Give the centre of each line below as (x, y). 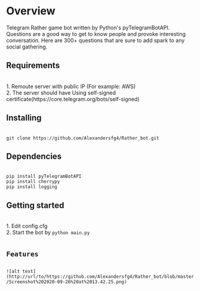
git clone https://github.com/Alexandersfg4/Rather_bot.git (83, 138)
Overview (31, 11)
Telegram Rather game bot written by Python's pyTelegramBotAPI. (88, 28)
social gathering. (27, 47)
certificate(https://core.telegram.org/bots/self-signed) (73, 99)
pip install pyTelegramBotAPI (44, 177)
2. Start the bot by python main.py (48, 232)
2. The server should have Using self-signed (61, 93)
